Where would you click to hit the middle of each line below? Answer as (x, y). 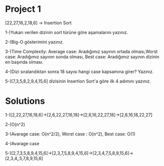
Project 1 (23, 9)
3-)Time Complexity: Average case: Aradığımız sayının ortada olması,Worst (82, 51)
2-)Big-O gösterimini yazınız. (35, 42)
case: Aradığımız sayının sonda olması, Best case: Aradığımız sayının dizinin (82, 57)
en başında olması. (24, 62)
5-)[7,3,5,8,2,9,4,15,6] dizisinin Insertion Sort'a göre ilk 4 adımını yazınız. (78, 81)
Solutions (25, 101)
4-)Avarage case (22, 143)
